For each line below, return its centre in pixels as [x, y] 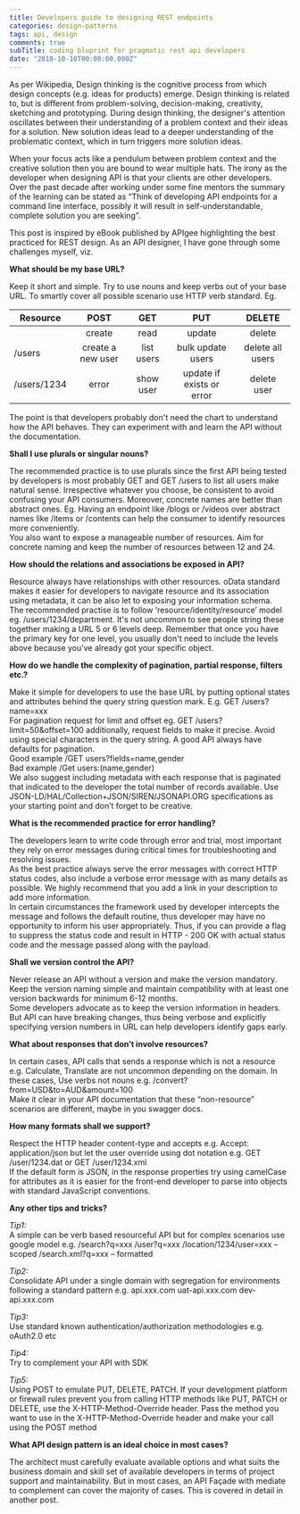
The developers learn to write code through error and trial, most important [146, 840]
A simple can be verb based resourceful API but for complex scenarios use [147, 1235]
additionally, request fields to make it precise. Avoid [180, 730]
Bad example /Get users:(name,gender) [82, 768]
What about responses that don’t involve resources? [108, 1044]
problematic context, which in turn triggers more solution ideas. [126, 141]
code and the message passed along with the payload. [110, 944]
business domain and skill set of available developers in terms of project [142, 1471]
